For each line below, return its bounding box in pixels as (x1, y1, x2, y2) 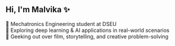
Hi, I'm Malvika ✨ (5, 5, 70, 15)
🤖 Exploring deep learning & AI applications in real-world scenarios (5, 27, 170, 34)
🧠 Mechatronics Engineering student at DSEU (5, 20, 117, 27)
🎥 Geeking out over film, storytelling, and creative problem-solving (5, 32, 169, 40)
